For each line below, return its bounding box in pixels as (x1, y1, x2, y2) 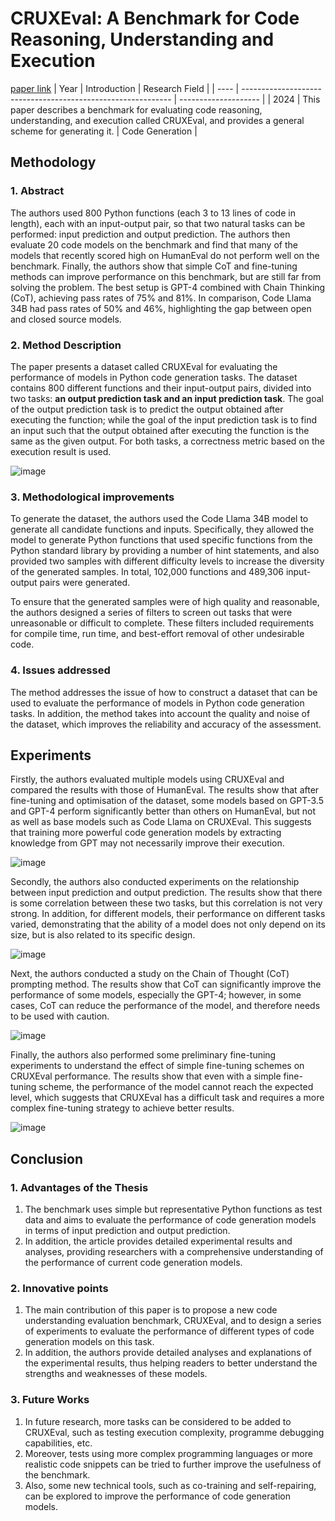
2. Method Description (10, 338, 122, 352)
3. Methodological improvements (10, 490, 175, 504)
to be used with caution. (10, 1010, 110, 1022)
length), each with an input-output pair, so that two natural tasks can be (10, 217, 306, 229)
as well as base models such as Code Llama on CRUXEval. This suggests (10, 816, 312, 828)
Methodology (10, 154, 97, 171)
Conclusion (10, 1150, 84, 1167)
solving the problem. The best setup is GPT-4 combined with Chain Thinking (10, 281, 326, 293)
